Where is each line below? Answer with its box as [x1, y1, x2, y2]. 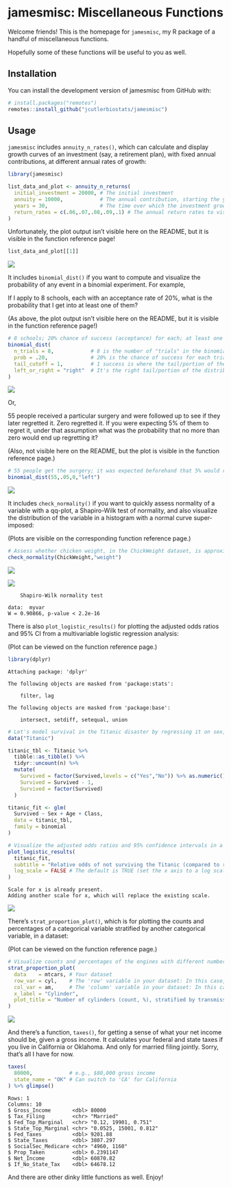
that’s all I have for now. [8, 1050, 75, 1058]
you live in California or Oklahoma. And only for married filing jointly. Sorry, [8, 1043, 219, 1051]
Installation [8, 68, 57, 80]
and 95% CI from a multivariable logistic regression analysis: [8, 629, 179, 637]
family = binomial [14, 823, 67, 831]
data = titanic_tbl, [14, 817, 73, 824]
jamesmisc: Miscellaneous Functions [8, 5, 223, 21]
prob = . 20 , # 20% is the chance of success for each [14, 354, 211, 361]
